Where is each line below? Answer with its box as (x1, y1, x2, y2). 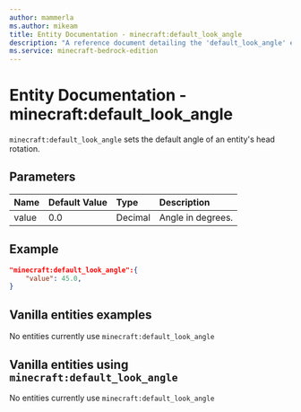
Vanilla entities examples (9, 307, 152, 322)
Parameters (9, 170, 76, 185)
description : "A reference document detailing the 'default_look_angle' (9, 38, 287, 48)
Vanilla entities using (9, 356, 129, 373)
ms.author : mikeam (9, 22, 78, 31)
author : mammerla (9, 13, 74, 22)
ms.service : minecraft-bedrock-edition (9, 47, 159, 56)
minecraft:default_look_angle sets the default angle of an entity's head (9, 134, 276, 145)
